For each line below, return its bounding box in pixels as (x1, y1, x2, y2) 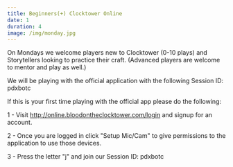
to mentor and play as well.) (7, 63, 87, 71)
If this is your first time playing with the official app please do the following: (7, 98, 222, 106)
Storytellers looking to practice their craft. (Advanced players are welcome (7, 56, 221, 64)
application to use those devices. (7, 139, 102, 148)
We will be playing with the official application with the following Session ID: (7, 77, 224, 85)
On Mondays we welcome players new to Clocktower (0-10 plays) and (7, 49, 208, 57)
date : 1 (7, 17, 30, 24)
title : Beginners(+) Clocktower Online (7, 10, 123, 17)
